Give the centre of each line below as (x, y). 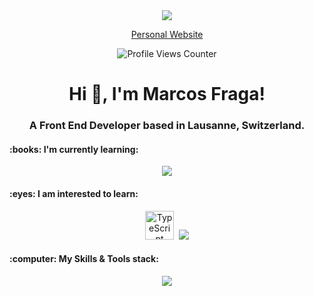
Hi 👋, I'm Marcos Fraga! (167, 94)
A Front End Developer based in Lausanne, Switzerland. (167, 126)
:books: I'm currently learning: (74, 149)
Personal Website (167, 34)
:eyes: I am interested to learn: (74, 193)
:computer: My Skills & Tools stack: (84, 259)
